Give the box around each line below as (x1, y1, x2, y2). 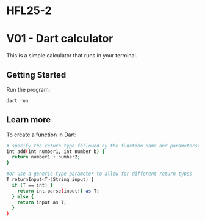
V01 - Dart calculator (6, 32, 113, 46)
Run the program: (6, 86, 51, 93)
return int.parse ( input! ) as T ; (17, 188, 99, 194)
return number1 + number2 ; (12, 154, 81, 160)
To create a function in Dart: (6, 131, 77, 138)
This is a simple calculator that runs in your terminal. (6, 52, 138, 59)
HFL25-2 (6, 4, 52, 18)
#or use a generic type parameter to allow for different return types (6, 171, 192, 177)
